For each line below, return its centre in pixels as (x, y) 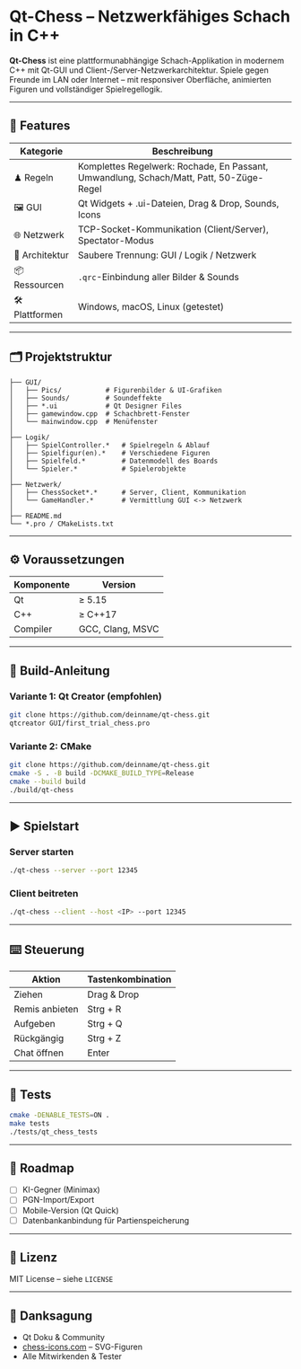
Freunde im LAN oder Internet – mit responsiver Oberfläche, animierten (140, 79)
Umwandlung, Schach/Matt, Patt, (147, 177)
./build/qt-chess (42, 790)
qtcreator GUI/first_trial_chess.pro (80, 723)
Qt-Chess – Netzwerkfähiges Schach (150, 17)
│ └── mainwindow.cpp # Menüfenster (84, 421)
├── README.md (36, 516)
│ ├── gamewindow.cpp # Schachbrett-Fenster (100, 414)
